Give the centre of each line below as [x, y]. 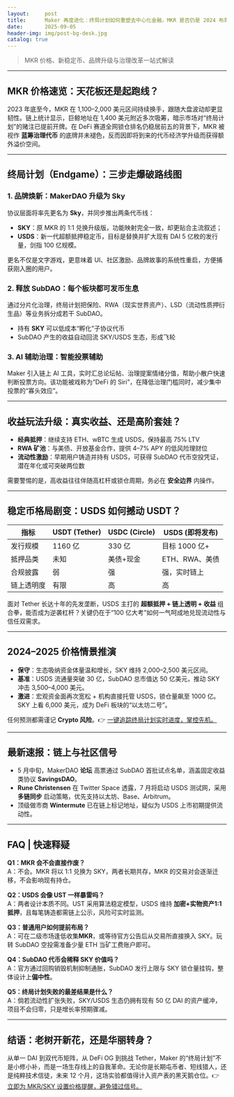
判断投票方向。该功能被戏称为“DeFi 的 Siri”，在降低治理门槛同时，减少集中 [114, 382]
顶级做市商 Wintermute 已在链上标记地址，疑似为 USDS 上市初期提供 [117, 805]
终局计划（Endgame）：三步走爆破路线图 [95, 175]
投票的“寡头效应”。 [34, 391]
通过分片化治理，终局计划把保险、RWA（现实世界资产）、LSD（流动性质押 [113, 305]
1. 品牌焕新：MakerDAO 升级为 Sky [66, 196]
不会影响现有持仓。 [47, 880]
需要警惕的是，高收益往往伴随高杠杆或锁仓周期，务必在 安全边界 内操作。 [112, 481]
